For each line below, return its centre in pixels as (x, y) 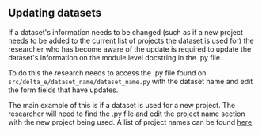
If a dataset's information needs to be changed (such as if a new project (126, 32)
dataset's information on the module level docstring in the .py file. (115, 57)
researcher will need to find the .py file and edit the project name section (127, 114)
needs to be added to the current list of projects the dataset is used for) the (131, 40)
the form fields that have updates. (63, 90)
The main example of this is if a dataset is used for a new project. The (122, 105)
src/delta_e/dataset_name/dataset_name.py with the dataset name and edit (131, 81)
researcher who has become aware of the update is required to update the (130, 49)
